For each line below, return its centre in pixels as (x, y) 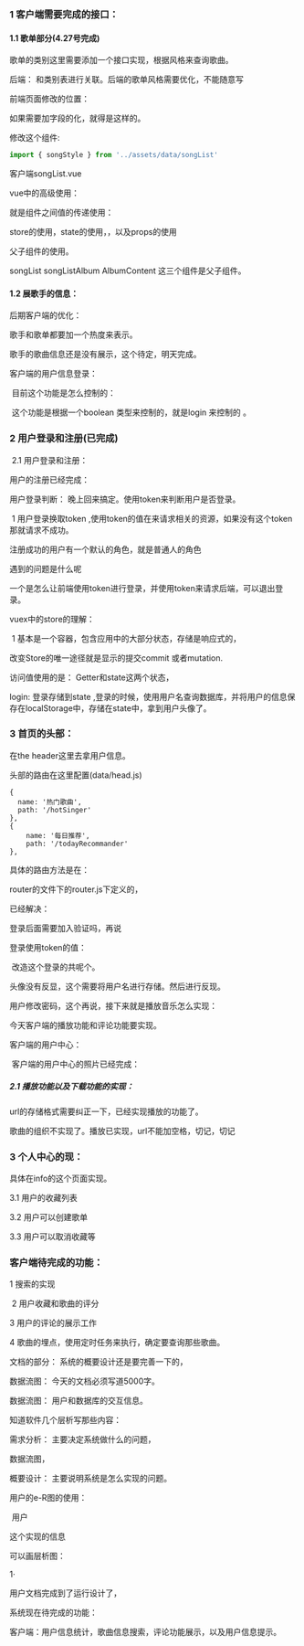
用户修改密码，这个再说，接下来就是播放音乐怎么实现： (113, 1005)
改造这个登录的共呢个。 (56, 967)
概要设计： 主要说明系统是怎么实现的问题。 (90, 1479)
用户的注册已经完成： (49, 479)
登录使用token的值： (48, 947)
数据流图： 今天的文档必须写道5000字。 (84, 1381)
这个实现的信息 (37, 1536)
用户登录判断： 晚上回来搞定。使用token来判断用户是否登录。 (125, 499)
